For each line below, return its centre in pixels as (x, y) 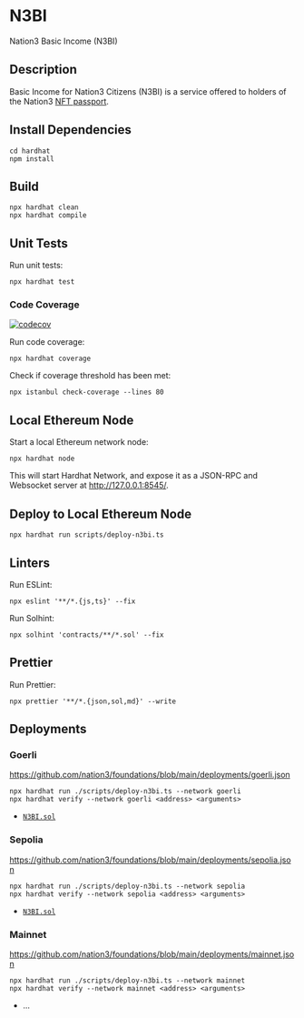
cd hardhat (30, 151)
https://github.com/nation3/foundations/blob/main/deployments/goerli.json (150, 775)
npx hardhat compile (49, 216)
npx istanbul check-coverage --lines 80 (87, 392)
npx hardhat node (42, 459)
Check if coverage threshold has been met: (90, 376)
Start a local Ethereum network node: (79, 442)
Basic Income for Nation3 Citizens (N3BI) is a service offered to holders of (148, 91)
